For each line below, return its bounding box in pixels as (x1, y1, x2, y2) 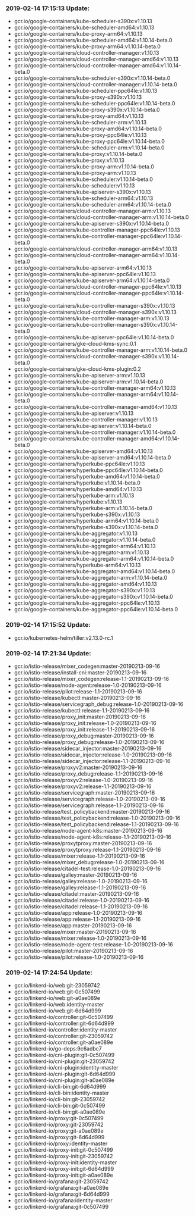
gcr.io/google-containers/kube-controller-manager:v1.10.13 (14, 416, 158, 423)
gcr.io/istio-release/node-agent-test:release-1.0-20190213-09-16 (14, 940, 173, 948)
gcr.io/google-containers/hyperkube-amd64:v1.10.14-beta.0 (14, 473, 161, 480)
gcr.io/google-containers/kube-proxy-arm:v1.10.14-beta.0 (14, 163, 155, 170)
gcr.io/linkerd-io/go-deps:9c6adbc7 (14, 1045, 102, 1052)
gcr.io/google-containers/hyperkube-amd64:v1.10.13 (14, 486, 142, 493)
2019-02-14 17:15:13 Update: (5, 4, 90, 12)
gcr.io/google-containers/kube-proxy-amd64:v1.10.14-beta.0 (14, 125, 162, 132)
